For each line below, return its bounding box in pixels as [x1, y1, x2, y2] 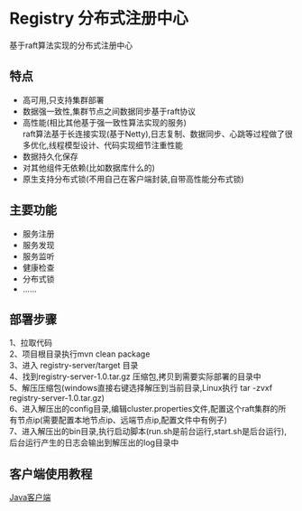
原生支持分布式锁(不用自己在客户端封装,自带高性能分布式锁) [22, 173, 245, 184]
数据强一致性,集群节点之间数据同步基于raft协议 [22, 106, 197, 116]
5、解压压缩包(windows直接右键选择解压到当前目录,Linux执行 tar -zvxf [9, 383, 273, 394]
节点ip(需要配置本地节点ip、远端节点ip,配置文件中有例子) [16, 414, 228, 425]
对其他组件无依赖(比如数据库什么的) [22, 162, 156, 172]
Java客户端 [9, 492, 51, 503]
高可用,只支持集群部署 [22, 94, 105, 105]
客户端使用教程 [9, 466, 93, 481]
